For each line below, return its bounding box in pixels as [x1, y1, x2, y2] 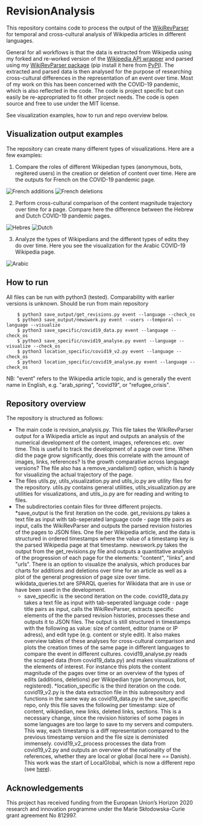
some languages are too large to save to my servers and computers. [24, 721, 194, 728]
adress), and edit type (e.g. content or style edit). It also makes [24, 631, 181, 638]
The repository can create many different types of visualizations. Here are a [6, 145, 194, 152]
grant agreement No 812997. [6, 812, 77, 819]
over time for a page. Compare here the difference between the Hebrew [14, 205, 194, 213]
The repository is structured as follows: [6, 415, 104, 422]
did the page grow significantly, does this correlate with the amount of [14, 452, 190, 459]
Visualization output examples [6, 129, 124, 139]
